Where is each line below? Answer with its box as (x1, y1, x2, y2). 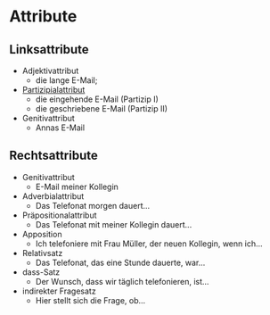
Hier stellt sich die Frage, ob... (35, 294, 146, 305)
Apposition (21, 228, 62, 239)
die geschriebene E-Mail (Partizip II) (35, 104, 168, 113)
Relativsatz (21, 247, 63, 258)
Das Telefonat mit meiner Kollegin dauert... (35, 219, 192, 229)
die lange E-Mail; (35, 75, 98, 86)
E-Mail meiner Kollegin (35, 181, 119, 192)
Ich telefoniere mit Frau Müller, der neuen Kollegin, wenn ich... (35, 238, 263, 249)
